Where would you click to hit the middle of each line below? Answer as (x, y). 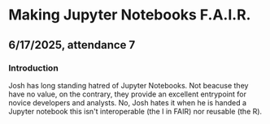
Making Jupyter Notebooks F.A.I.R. (130, 15)
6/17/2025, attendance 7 (72, 45)
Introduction (33, 68)
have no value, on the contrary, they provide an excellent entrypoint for (127, 94)
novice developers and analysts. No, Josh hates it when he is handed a (127, 102)
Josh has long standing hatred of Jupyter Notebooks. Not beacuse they (128, 85)
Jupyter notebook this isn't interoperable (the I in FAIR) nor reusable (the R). (135, 111)
